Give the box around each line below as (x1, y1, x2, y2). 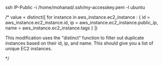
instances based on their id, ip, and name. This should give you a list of (5, 40, 153, 46)
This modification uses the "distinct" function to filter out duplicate (5, 35, 144, 41)
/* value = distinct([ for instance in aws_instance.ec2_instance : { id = (5, 14, 150, 20)
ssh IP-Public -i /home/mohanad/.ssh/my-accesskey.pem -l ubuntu (5, 5, 145, 10)
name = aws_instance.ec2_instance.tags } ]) (5, 25, 98, 31)
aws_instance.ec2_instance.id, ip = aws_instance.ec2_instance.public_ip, (5, 20, 158, 25)
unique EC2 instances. (5, 46, 52, 51)
